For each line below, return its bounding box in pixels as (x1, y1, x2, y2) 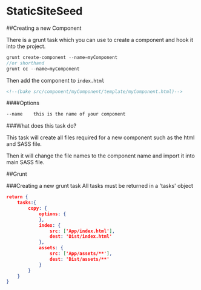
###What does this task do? (6, 122, 77, 129)
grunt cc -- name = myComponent (6, 66, 80, 72)
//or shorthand (6, 60, 45, 66)
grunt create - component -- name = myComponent (6, 54, 118, 60)
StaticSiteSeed (6, 4, 83, 18)
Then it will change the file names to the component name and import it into (6, 152, 195, 159)
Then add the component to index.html (6, 77, 105, 84)
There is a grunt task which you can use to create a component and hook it (6, 36, 194, 43)
